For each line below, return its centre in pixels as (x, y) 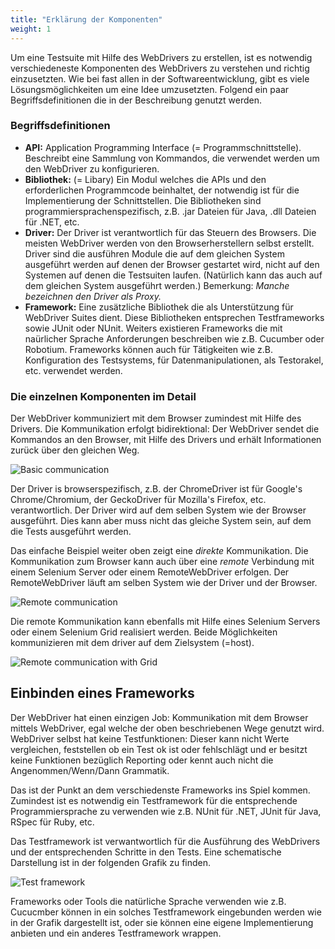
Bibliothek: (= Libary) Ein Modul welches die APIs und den (145, 179)
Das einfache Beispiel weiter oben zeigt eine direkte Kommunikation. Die (159, 551)
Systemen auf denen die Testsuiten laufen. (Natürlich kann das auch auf (173, 275)
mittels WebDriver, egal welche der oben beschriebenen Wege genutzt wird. (167, 728)
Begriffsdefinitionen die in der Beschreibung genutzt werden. (136, 100)
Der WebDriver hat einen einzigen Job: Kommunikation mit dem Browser (159, 717)
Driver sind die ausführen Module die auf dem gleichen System (154, 253)
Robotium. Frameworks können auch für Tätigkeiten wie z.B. (148, 349)
